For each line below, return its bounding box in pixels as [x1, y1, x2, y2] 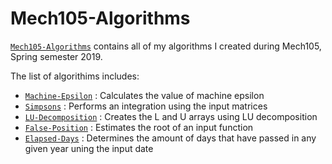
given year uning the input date [24, 142, 154, 154]
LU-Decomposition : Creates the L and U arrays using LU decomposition [24, 110, 318, 122]
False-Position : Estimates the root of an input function [24, 121, 254, 133]
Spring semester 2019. [10, 50, 103, 62]
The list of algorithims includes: [10, 70, 140, 82]
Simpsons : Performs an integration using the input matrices [24, 100, 268, 112]
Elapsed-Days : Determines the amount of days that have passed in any [24, 132, 317, 144]
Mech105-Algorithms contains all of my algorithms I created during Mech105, [10, 40, 322, 52]
